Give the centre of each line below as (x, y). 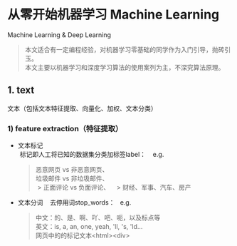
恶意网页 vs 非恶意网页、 (72, 170)
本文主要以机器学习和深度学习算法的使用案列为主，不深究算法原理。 (125, 67)
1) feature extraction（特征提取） (65, 128)
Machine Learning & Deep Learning (59, 35)
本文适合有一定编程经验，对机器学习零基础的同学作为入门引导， (118, 49)
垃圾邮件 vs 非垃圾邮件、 (72, 178)
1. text (21, 90)
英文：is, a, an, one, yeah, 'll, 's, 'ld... (89, 227)
